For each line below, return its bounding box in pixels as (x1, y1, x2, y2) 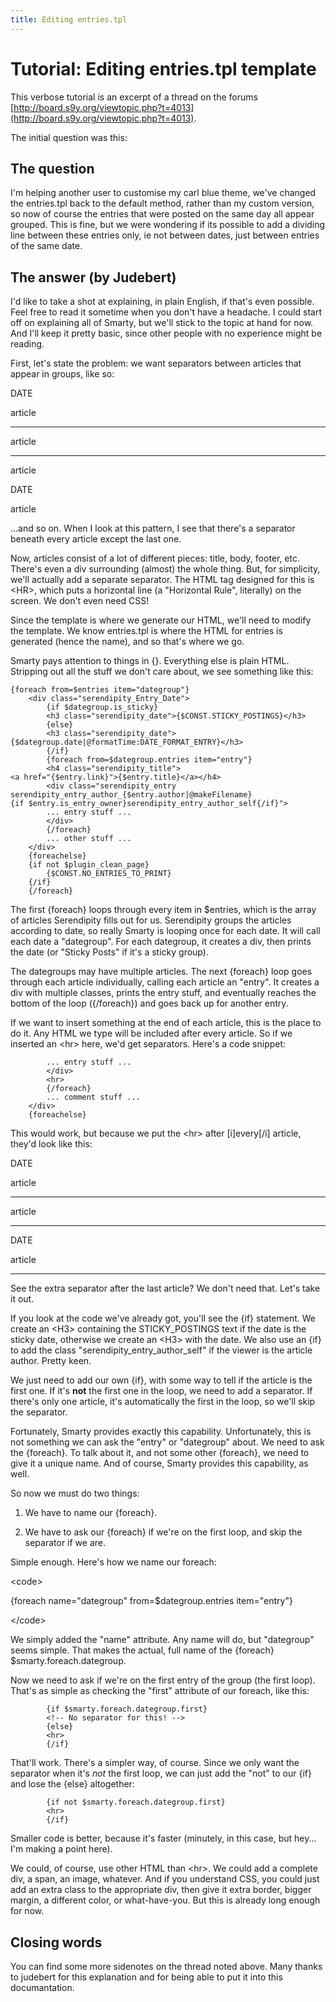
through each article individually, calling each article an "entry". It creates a (10, 976, 320, 988)
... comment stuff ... (46, 1092, 141, 1103)
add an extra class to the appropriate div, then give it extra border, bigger (10, 1884, 312, 1896)
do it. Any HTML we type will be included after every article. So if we (10, 1027, 293, 1040)
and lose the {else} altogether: (10, 1778, 135, 1790)
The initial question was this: (10, 131, 128, 143)
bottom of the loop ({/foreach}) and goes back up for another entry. (10, 997, 289, 1010)
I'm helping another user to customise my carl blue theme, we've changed (10, 187, 317, 199)
